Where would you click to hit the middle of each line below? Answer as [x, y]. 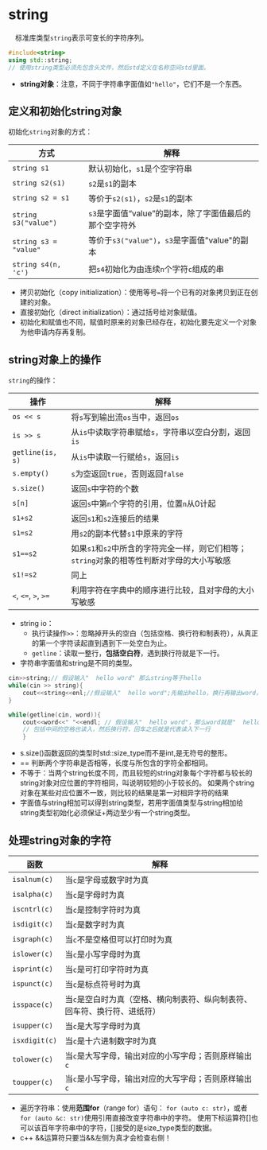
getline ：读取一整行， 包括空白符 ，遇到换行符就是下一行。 [128, 653]
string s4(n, [37, 265]
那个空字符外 [112, 226]
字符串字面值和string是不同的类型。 [78, 663]
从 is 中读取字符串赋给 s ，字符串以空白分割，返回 [161, 433]
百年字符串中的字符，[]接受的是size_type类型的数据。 [129, 1128]
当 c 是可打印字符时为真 [107, 969]
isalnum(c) [33, 879]
